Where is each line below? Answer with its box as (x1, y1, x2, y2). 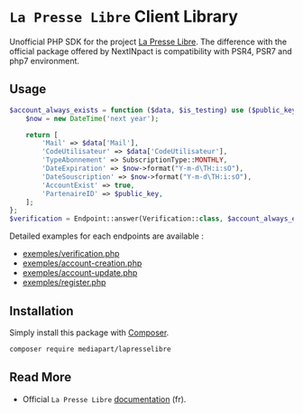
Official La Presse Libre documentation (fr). (22, 393, 187, 404)
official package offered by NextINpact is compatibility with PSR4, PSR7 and (9, 45, 292, 56)
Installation (9, 303, 74, 318)
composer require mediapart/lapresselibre (9, 344, 171, 353)
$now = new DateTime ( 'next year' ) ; (25, 114, 160, 123)
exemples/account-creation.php (22, 258, 142, 268)
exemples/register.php (22, 277, 106, 288)
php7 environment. (9, 55, 79, 66)
